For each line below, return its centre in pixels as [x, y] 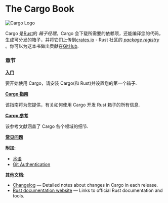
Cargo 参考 [17, 116]
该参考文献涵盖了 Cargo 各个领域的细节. [47, 126]
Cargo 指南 [17, 94]
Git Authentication [31, 164]
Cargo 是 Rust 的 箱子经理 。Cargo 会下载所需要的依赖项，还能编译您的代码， [84, 33]
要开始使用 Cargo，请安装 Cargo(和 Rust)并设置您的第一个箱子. [71, 83]
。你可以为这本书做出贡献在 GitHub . [42, 46]
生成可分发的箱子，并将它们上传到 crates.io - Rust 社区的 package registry [82, 40]
